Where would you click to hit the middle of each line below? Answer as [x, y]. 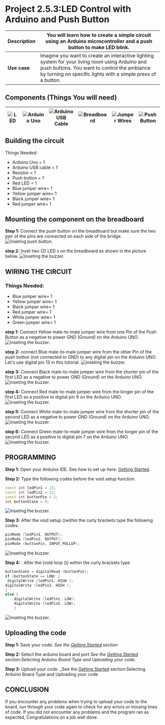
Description [22, 41]
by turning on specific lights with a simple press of [98, 74]
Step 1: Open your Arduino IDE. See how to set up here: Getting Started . [78, 469]
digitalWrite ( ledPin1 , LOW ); [45, 599]
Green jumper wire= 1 [34, 322]
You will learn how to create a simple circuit [99, 35]
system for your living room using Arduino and [93, 61]
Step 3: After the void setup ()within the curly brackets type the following [79, 520]
